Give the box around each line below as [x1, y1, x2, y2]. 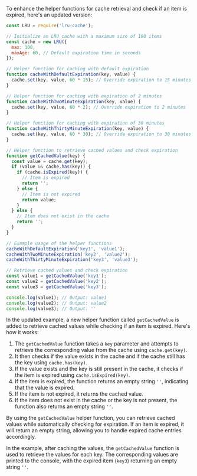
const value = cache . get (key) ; [11, 158, 88, 164]
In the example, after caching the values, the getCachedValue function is [6, 445, 180, 452]
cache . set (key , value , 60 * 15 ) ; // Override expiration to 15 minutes [11, 77, 192, 83]
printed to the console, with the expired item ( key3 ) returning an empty [6, 457, 178, 464]
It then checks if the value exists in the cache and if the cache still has [14, 353, 185, 360]
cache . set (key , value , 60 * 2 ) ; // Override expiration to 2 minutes [11, 104, 186, 110]
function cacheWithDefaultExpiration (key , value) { [6, 71, 136, 77]
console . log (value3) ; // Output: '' [6, 305, 96, 312]
